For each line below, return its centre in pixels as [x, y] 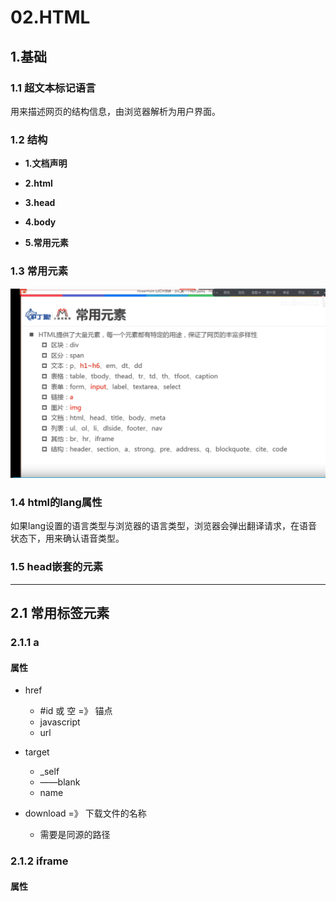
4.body [40, 222]
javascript [60, 722]
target [37, 752]
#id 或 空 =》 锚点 [76, 711]
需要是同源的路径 [75, 835]
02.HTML [50, 17]
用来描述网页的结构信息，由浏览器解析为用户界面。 [115, 111]
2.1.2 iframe [39, 861]
